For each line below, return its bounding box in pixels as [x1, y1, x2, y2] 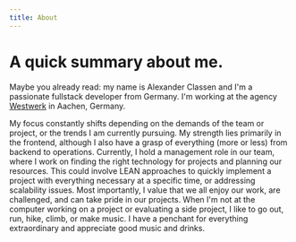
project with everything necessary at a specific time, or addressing [9, 175, 256, 186]
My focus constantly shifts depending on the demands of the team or [9, 117, 265, 128]
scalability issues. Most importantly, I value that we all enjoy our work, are [9, 185, 281, 195]
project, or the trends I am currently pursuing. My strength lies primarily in [9, 127, 282, 138]
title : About [9, 13, 58, 22]
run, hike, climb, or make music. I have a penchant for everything [9, 212, 249, 224]
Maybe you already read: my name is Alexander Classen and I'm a [9, 82, 253, 92]
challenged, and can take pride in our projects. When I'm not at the [9, 194, 256, 204]
